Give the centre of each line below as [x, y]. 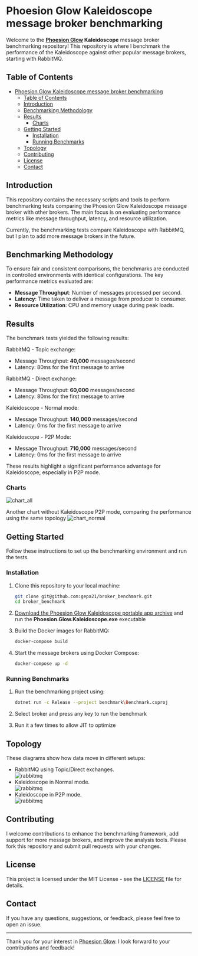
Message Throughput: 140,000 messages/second [76, 419]
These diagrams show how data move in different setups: [76, 758]
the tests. [17, 557]
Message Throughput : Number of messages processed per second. [98, 293]
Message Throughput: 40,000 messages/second [75, 361]
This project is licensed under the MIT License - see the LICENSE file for [94, 879]
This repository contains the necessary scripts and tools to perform [88, 200]
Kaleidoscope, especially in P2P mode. [53, 472]
